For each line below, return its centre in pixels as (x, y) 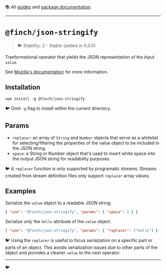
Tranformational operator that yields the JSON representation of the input (80, 57)
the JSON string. (29, 148)
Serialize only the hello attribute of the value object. (58, 222)
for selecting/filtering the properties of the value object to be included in (86, 143)
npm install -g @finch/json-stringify (45, 99)
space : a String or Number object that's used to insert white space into (84, 153)
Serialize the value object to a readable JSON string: (59, 203)
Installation (23, 87)
